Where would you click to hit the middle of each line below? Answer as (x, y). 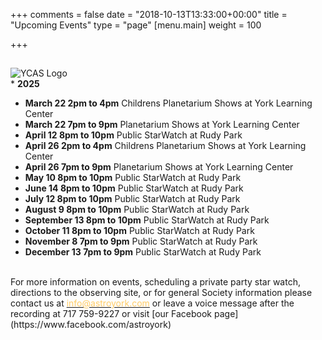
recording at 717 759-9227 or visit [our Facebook (111, 314)
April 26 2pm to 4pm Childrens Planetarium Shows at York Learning (165, 146)
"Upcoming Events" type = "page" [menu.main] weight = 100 (136, 25)
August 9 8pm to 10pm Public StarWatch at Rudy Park (137, 210)
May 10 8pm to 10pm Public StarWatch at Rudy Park (133, 178)
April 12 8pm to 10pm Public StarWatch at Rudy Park (133, 135)
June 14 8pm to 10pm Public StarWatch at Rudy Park (134, 188)
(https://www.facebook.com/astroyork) (91, 325)
